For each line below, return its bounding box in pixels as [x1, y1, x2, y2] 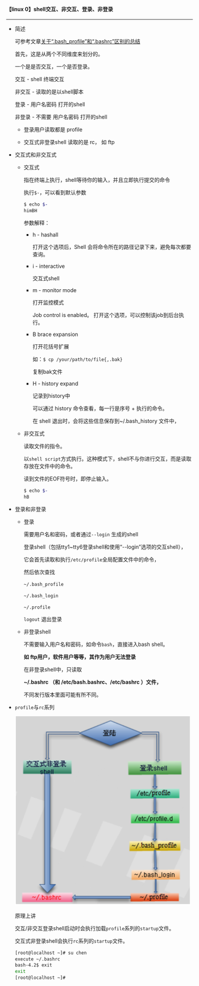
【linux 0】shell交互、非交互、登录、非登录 [6, 5, 114, 12]
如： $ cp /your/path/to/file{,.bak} [32, 356, 123, 363]
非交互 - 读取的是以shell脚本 [14, 88, 84, 95]
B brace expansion [32, 331, 79, 338]
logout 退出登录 [23, 615, 62, 622]
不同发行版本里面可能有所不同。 [23, 691, 102, 698]
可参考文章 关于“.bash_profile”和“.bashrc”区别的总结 [14, 38, 140, 45]
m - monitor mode [32, 286, 77, 293]
